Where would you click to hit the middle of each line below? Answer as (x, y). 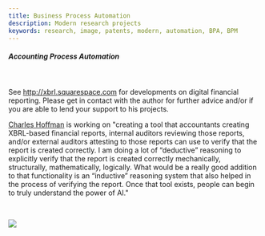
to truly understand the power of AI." (68, 193)
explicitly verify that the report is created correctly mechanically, (115, 159)
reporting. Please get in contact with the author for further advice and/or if (131, 100)
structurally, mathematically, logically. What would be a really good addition (133, 167)
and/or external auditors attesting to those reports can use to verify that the (133, 142)
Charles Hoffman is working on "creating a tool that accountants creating (129, 124)
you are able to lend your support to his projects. (89, 109)
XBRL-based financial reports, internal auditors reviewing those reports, (126, 133)
